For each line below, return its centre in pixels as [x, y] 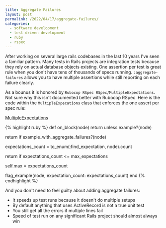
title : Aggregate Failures [33, 10]
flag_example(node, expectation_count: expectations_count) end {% [75, 175]
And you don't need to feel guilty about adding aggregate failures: [73, 190]
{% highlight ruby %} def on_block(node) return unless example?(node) [79, 127]
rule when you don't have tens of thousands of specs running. [69, 72]
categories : [17, 24]
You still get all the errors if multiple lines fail [58, 210]
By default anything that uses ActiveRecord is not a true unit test [78, 205]
